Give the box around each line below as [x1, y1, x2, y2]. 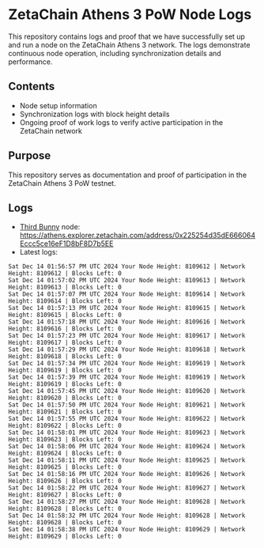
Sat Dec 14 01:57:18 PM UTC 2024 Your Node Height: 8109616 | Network [8, 318, 246, 326]
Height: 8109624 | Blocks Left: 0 [8, 449, 123, 458]
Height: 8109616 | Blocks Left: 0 [8, 325, 123, 333]
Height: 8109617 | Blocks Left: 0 [8, 338, 123, 347]
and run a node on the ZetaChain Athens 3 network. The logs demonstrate [8, 40, 251, 49]
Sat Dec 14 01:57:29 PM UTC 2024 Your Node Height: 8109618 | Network [8, 346, 246, 353]
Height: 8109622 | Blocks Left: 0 [8, 421, 123, 430]
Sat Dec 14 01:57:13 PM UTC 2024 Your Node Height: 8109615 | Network [8, 304, 246, 312]
